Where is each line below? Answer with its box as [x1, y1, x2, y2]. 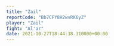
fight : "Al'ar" [6, 25, 44, 32]
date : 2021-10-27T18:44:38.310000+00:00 [6, 31, 109, 37]
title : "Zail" [6, 8, 42, 15]
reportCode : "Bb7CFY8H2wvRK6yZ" [6, 14, 87, 20]
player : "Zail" [6, 20, 44, 26]
